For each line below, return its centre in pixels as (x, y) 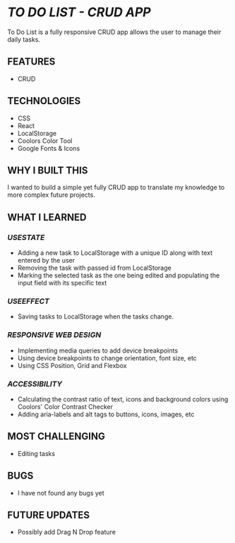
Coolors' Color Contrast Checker (65, 406)
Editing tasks (36, 453)
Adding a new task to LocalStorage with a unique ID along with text (115, 253)
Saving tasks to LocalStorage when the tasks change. (96, 316)
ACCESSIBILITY (35, 384)
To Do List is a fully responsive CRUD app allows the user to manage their (114, 32)
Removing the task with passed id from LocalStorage (94, 268)
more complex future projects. (51, 195)
